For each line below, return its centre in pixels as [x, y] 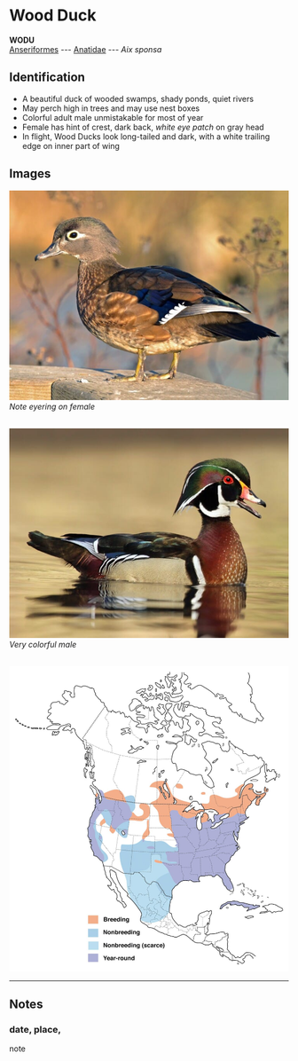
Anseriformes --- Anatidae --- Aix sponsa [86, 49]
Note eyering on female [52, 406]
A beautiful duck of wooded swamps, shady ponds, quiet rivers [138, 98]
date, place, [35, 1030]
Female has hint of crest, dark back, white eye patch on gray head [143, 127]
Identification [47, 78]
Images [30, 174]
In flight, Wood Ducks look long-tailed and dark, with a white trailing [146, 136]
